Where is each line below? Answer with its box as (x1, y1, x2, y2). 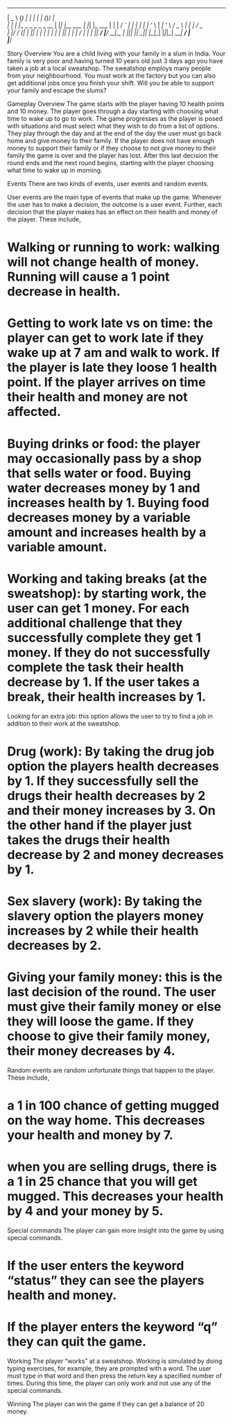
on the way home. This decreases (7, 1112, 206, 1128)
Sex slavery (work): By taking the (7, 893, 202, 909)
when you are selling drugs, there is (7, 1159, 217, 1175)
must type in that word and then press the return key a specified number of (7, 1372, 222, 1380)
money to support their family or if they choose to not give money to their (7, 144, 216, 152)
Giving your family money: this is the (7, 969, 223, 985)
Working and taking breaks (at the (7, 571, 207, 587)
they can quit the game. (7, 1334, 147, 1350)
